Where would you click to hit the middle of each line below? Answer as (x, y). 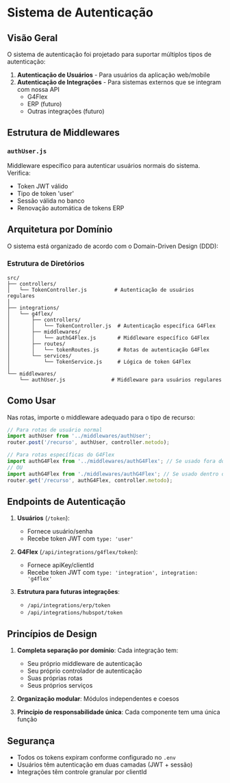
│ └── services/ (39, 356)
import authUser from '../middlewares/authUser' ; (79, 436)
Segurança (31, 741)
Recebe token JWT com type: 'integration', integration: (113, 573)
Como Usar (31, 401)
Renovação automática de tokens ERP (71, 208)
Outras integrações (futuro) (66, 111)
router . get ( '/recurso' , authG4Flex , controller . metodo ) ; (90, 480)
